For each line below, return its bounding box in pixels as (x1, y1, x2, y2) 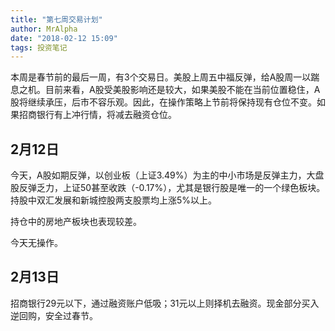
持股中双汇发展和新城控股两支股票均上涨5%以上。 (10, 194, 218, 206)
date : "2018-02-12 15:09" (10, 33, 118, 43)
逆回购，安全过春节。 (10, 309, 98, 321)
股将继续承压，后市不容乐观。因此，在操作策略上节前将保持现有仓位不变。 (10, 96, 317, 108)
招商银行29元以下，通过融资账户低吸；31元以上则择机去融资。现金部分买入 (10, 297, 320, 309)
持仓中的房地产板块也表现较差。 (10, 216, 142, 228)
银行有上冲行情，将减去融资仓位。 (36, 109, 177, 121)
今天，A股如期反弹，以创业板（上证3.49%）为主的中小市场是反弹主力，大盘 (10, 169, 325, 181)
